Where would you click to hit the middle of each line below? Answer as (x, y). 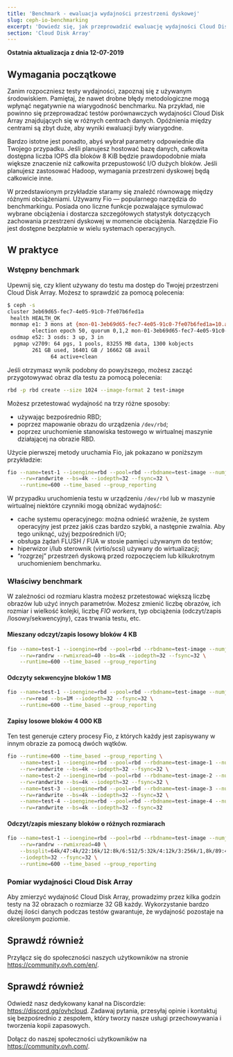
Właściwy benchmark (45, 582)
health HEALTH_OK (35, 318)
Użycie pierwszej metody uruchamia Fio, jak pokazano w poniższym (105, 452)
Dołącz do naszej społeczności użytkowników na (77, 1039)
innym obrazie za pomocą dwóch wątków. (67, 744)
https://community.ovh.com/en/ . (53, 965)
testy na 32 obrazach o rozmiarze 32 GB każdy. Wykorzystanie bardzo (108, 905)
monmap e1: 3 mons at (41, 324)
